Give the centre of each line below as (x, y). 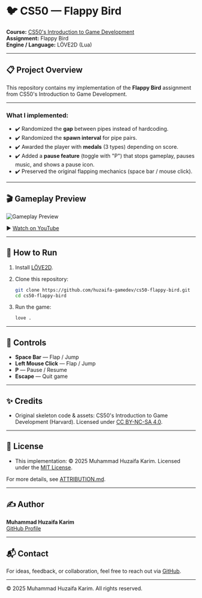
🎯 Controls (26, 343)
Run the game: (33, 307)
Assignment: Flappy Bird (38, 38)
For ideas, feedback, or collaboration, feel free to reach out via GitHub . (94, 571)
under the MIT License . (44, 467)
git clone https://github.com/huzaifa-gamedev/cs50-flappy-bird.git (103, 290)
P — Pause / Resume (41, 370)
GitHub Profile (24, 528)
